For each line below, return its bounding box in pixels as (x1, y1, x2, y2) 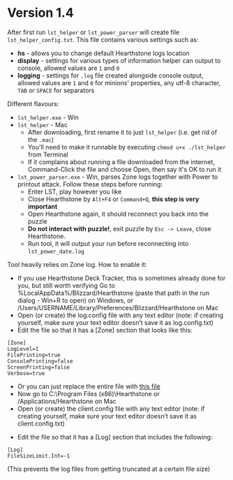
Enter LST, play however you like (27, 187, 122, 196)
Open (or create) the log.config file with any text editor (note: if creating (17, 311, 224, 319)
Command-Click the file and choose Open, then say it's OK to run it (27, 165, 222, 173)
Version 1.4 (7, 5, 75, 21)
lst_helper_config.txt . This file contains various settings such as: (7, 35, 199, 43)
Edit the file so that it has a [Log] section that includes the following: (17, 432, 213, 441)
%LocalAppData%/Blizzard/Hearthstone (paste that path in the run (17, 289, 210, 297)
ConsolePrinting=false (7, 358, 73, 365)
